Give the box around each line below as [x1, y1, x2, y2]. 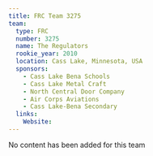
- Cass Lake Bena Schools [23, 72, 111, 80]
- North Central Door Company [23, 87, 125, 96]
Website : [23, 118, 53, 126]
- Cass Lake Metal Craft [23, 80, 107, 88]
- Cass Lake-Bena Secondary [23, 102, 117, 110]
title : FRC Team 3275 [8, 11, 82, 20]
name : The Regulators [15, 42, 89, 50]
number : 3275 [15, 34, 60, 43]
